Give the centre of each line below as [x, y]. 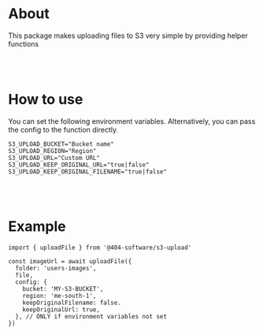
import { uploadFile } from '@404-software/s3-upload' [100, 248]
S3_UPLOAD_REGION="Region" [52, 151]
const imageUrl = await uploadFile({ [70, 261]
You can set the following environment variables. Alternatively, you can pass [132, 121]
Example [37, 227]
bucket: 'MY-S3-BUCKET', [63, 288]
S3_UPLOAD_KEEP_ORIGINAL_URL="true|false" [79, 165]
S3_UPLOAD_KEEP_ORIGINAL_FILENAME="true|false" [88, 171]
